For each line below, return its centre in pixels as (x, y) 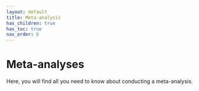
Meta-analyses (46, 65)
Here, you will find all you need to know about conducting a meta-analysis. (99, 81)
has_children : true (31, 23)
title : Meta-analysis (34, 18)
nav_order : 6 (23, 35)
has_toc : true (24, 29)
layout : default (27, 12)
